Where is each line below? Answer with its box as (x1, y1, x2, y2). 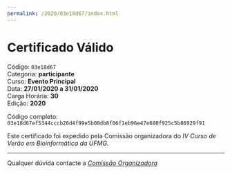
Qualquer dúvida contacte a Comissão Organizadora (7, 159, 157, 167)
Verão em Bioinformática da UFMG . (7, 139, 109, 147)
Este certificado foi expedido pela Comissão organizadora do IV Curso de (7, 131, 216, 140)
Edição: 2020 (7, 99, 46, 107)
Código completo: (7, 112, 59, 120)
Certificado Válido (7, 39, 114, 55)
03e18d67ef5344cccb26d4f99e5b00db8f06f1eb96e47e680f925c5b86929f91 (7, 120, 206, 127)
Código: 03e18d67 (7, 63, 57, 71)
